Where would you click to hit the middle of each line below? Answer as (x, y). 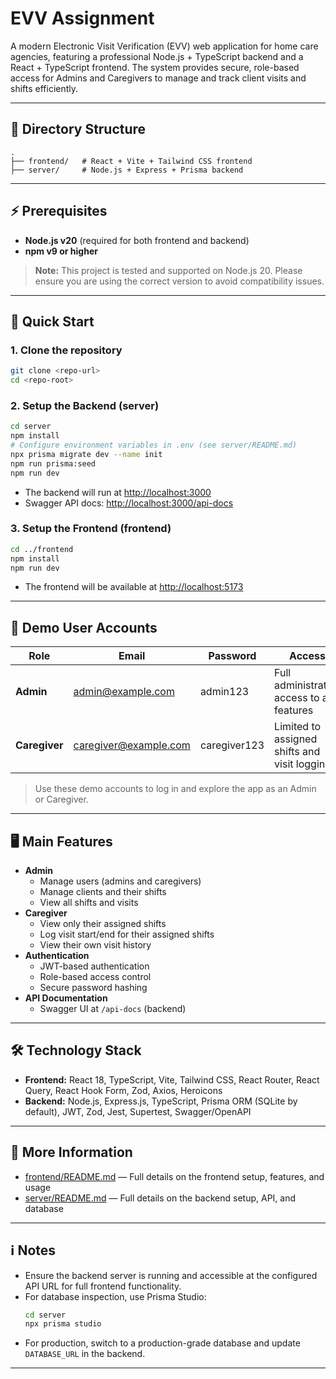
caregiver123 (232, 745)
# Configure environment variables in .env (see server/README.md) (154, 445)
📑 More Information (71, 1152)
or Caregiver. (61, 799)
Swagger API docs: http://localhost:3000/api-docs (129, 503)
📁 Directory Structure (78, 129)
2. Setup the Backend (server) (85, 405)
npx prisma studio (63, 1324)
